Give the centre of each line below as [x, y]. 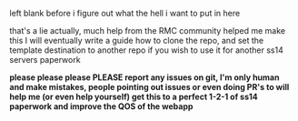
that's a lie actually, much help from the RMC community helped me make [148, 30]
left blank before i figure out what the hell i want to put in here [125, 13]
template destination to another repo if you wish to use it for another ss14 [146, 50]
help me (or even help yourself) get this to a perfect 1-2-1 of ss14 [134, 96]
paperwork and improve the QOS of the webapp [101, 106]
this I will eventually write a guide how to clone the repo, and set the [137, 40]
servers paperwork [45, 60]
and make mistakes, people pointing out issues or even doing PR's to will [149, 87]
